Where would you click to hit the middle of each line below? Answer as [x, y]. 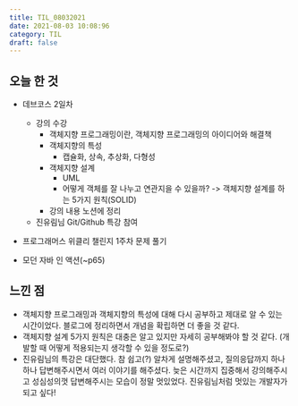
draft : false [34, 42]
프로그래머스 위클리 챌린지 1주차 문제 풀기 [94, 241]
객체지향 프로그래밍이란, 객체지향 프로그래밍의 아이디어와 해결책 [160, 134]
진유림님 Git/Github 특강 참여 [87, 222]
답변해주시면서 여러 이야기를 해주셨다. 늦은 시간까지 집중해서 [144, 370]
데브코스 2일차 [47, 105]
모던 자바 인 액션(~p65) [64, 260]
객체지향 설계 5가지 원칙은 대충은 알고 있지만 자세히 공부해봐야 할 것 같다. [149, 336]
